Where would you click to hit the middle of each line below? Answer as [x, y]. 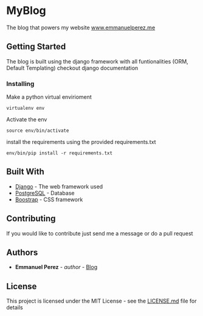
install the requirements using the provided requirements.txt [81, 142]
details [15, 307]
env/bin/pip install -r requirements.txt [60, 153]
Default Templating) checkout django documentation [72, 68]
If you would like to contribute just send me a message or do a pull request [100, 233]
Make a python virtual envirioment [49, 97]
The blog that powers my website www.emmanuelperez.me [81, 27]
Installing [20, 84]
